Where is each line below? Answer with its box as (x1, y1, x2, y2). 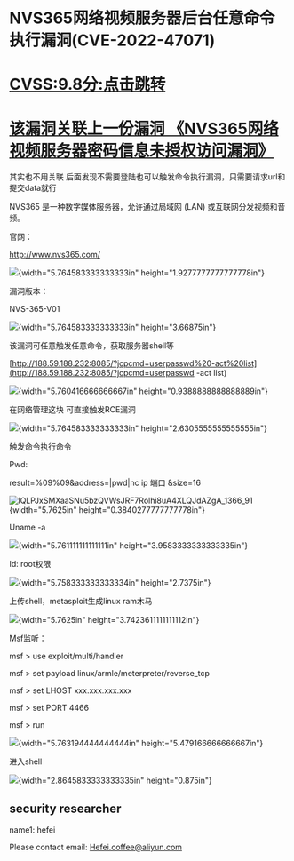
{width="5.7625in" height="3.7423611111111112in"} (18, 615, 200, 626)
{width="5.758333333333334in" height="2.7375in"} (18, 578, 211, 588)
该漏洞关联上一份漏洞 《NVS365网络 (9, 118, 279, 139)
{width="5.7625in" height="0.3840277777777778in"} (9, 505, 206, 515)
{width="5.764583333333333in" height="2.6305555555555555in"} (18, 423, 268, 434)
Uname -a (9, 522, 46, 533)
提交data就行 (9, 183, 57, 194)
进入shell (9, 756, 43, 767)
